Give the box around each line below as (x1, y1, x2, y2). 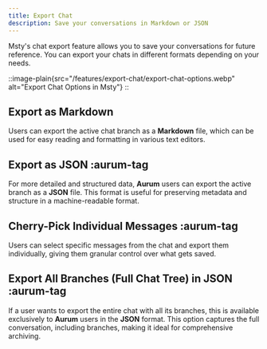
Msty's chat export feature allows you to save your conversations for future (8, 41, 256, 50)
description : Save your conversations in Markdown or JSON (8, 19, 209, 27)
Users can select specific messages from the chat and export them (8, 240, 230, 250)
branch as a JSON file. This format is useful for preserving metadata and (8, 188, 247, 197)
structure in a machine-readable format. (8, 196, 139, 206)
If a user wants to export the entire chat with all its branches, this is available (8, 305, 260, 315)
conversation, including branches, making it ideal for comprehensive (8, 323, 234, 332)
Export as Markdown (8, 105, 114, 118)
